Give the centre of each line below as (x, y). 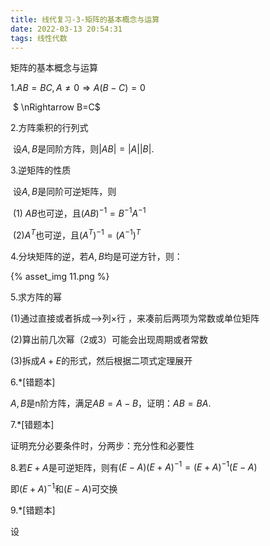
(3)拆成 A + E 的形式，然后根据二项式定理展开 (101, 360)
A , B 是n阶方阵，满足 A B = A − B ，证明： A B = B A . (111, 403)
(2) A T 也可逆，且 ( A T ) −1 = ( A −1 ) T (77, 234)
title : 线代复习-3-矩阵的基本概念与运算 (85, 19)
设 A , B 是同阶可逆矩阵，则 (64, 192)
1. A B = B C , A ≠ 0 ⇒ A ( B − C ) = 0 (78, 88)
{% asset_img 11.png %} (60, 276)
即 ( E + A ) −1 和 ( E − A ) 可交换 (64, 488)
